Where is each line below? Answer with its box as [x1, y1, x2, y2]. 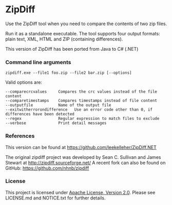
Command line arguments [5, 58, 71, 66]
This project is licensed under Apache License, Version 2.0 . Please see [5, 189, 156, 195]
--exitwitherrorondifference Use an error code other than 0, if [5, 107, 153, 112]
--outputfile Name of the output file [5, 102, 111, 108]
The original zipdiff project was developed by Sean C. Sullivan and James [5, 154, 161, 160]
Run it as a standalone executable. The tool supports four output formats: [5, 30, 160, 36]
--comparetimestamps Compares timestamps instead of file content [5, 98, 158, 104]
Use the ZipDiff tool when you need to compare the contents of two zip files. [5, 20, 167, 27]
